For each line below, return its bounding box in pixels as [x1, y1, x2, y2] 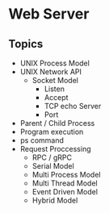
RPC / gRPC [31, 152, 73, 162]
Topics [8, 37, 44, 51]
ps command [19, 136, 65, 145]
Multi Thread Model [31, 178, 99, 188]
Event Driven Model [31, 187, 99, 196]
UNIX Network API [19, 67, 82, 77]
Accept [44, 93, 69, 102]
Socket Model [31, 76, 79, 85]
